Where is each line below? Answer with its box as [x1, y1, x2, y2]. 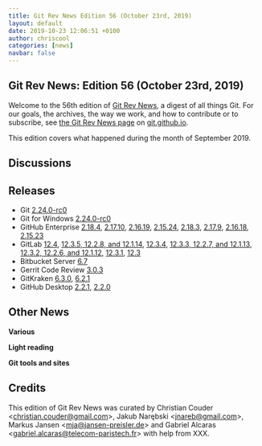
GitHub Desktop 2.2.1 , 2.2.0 [19, 283, 111, 292]
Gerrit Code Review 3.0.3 [19, 265, 104, 275]
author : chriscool [8, 34, 70, 43]
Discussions [8, 156, 72, 170]
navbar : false [8, 49, 56, 57]
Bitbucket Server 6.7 [19, 257, 88, 266]
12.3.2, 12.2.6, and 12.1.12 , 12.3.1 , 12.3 [19, 248, 141, 258]
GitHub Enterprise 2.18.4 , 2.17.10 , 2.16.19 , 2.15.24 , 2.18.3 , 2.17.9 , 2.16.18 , [19, 222, 249, 232]
